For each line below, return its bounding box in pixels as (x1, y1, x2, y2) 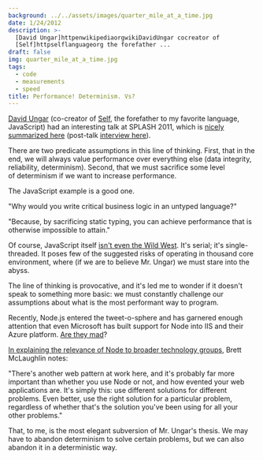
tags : (8, 63, 26, 71)
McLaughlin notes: (8, 353, 69, 363)
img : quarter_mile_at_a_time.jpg (8, 56, 118, 64)
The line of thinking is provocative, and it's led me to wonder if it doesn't (8, 281, 243, 290)
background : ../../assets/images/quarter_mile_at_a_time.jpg (8, 11, 213, 20)
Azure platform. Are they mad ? (8, 330, 108, 339)
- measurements (15, 77, 65, 85)
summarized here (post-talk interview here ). (8, 131, 151, 140)
